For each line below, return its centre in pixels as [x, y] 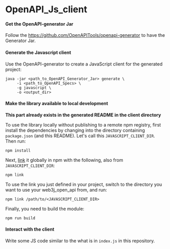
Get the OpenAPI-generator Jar [39, 24]
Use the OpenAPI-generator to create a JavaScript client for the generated [84, 64]
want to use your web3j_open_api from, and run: [56, 190]
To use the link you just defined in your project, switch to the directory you [84, 184]
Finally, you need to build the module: [45, 209]
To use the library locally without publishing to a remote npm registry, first [83, 125]
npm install [18, 150]
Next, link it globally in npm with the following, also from [64, 160]
